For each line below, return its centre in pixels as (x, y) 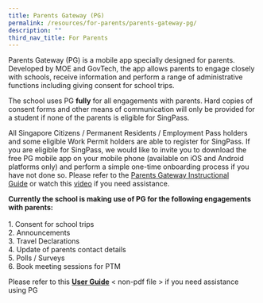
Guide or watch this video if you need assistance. (89, 184)
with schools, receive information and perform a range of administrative (126, 77)
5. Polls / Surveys (37, 258)
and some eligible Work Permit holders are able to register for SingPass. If (129, 142)
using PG (23, 290)
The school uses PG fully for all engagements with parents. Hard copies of (130, 101)
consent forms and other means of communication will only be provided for (132, 109)
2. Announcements (39, 233)
